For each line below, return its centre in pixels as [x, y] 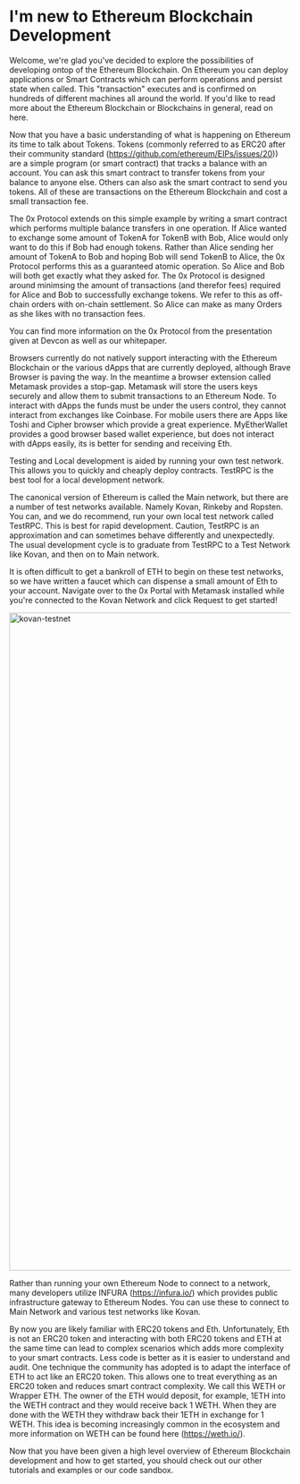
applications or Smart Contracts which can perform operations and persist [146, 79]
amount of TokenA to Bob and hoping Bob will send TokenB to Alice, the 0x [147, 256]
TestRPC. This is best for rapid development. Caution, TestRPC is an [134, 525]
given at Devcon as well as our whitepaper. [88, 340]
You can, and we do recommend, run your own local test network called [142, 516]
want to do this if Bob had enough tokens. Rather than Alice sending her [142, 247]
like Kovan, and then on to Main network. [84, 554]
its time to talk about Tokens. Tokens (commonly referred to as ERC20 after [147, 144]
